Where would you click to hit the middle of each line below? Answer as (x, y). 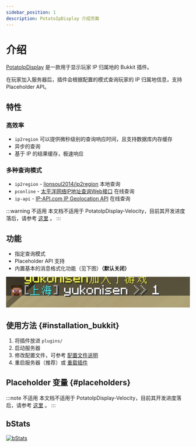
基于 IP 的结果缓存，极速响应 (49, 154)
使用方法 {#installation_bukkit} (63, 325)
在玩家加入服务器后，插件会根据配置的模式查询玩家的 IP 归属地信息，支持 (94, 79)
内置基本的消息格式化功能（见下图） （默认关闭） (72, 268)
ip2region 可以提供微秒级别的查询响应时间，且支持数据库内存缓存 (94, 139)
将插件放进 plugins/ (38, 341)
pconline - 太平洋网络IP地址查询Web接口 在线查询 (74, 191)
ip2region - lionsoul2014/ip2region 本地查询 (67, 184)
